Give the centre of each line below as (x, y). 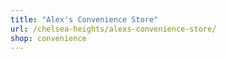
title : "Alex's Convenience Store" (84, 19)
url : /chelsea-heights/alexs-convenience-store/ (113, 29)
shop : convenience (48, 38)
